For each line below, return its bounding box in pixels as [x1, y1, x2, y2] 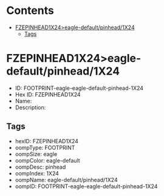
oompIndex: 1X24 [15, 169, 60, 177]
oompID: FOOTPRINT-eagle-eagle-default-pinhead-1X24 [15, 183, 158, 190]
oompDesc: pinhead [15, 163, 66, 171]
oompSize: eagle [15, 150, 58, 158]
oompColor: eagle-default [15, 157, 80, 164]
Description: [15, 104, 46, 111]
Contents [6, 4, 55, 18]
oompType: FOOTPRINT [15, 144, 75, 151]
